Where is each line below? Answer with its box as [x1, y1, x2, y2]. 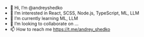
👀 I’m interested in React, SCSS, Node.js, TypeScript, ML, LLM [10, 10, 139, 16]
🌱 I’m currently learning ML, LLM [10, 15, 78, 21]
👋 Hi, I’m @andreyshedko [10, 5, 63, 10]
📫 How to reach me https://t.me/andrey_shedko [10, 26, 110, 32]
